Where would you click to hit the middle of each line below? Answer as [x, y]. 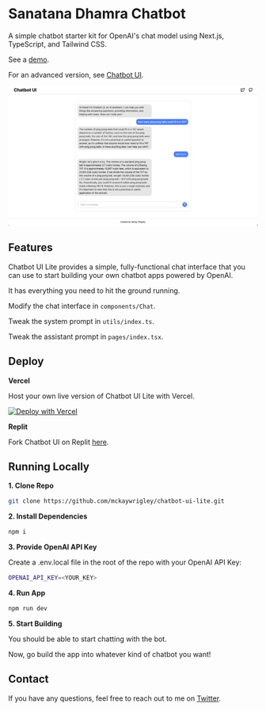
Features [30, 247]
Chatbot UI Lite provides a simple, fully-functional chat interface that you [127, 267]
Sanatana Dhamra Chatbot [97, 14]
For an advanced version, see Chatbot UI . [76, 74]
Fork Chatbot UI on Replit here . [59, 442]
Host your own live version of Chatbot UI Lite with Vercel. [102, 396]
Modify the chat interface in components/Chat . [82, 306]
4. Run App [27, 593]
